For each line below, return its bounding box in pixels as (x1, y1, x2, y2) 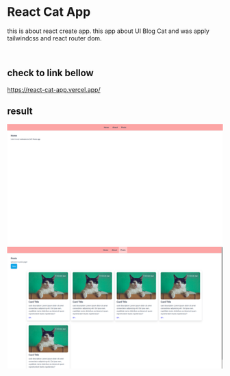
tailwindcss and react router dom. (7, 34, 102, 42)
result (7, 106, 33, 117)
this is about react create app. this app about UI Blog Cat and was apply (7, 27, 210, 35)
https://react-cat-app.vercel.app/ (7, 85, 101, 93)
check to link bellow (7, 67, 94, 79)
